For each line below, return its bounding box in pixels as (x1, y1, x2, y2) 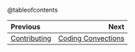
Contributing (10, 34, 52, 43)
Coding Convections (57, 34, 125, 43)
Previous (10, 22, 41, 31)
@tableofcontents (7, 6, 58, 14)
